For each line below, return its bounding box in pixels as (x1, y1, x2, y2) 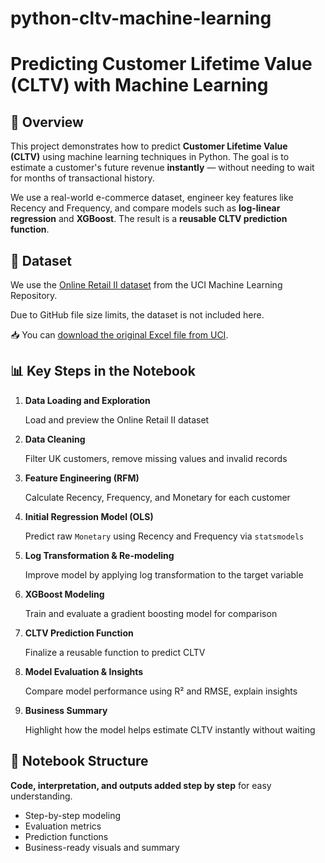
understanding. (10, 790, 73, 802)
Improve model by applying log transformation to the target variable (24, 568, 304, 581)
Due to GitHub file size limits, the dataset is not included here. (10, 309, 265, 321)
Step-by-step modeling (24, 809, 121, 821)
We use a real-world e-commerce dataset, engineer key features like (10, 192, 294, 204)
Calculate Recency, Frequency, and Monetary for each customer (24, 491, 291, 503)
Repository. (10, 290, 58, 301)
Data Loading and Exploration (24, 394, 151, 406)
